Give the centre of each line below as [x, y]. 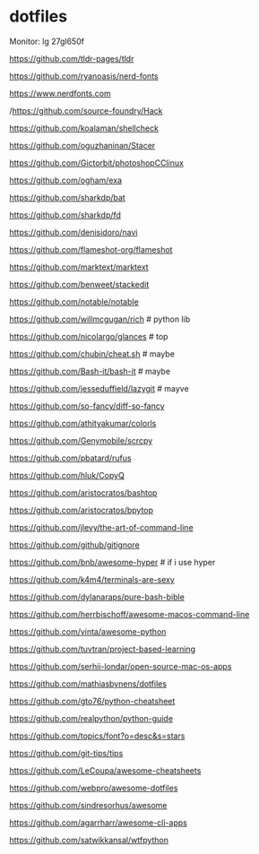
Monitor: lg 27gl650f [47, 41]
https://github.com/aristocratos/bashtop [83, 492]
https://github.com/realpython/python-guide [91, 718]
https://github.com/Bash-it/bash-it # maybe [90, 371]
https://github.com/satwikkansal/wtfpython [89, 840]
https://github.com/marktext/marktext [79, 267]
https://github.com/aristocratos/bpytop [82, 510]
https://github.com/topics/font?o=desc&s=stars [97, 736]
